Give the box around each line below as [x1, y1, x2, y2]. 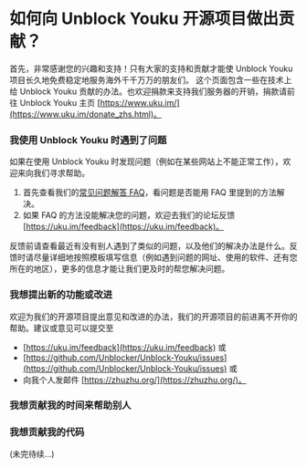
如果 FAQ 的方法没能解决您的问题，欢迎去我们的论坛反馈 [22, 210, 236, 221]
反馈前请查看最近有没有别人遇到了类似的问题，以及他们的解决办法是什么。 [9, 241, 290, 252]
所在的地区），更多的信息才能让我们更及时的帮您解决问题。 [9, 264, 230, 275]
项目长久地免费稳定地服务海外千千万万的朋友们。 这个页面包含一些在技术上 [9, 74, 292, 85]
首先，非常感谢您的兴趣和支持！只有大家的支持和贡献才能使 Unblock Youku [9, 63, 293, 74]
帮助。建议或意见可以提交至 [9, 322, 114, 333]
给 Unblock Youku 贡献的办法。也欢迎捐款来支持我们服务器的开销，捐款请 [9, 86, 288, 97]
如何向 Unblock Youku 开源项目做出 [9, 8, 279, 29]
